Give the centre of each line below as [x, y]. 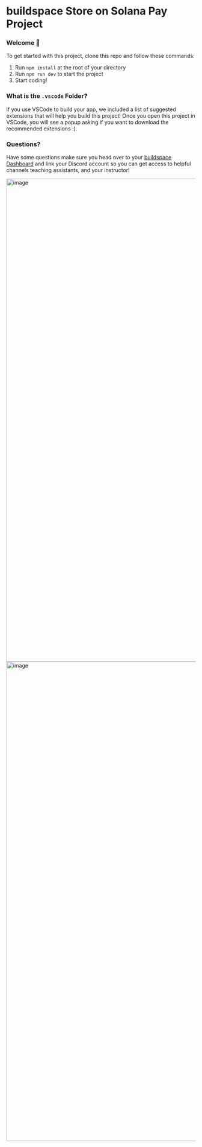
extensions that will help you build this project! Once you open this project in [101, 115]
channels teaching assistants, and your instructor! [68, 170]
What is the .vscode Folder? [47, 96]
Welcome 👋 [23, 43]
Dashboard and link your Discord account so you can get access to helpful [99, 164]
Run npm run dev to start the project [59, 74]
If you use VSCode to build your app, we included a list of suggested [91, 109]
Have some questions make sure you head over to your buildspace [89, 158]
